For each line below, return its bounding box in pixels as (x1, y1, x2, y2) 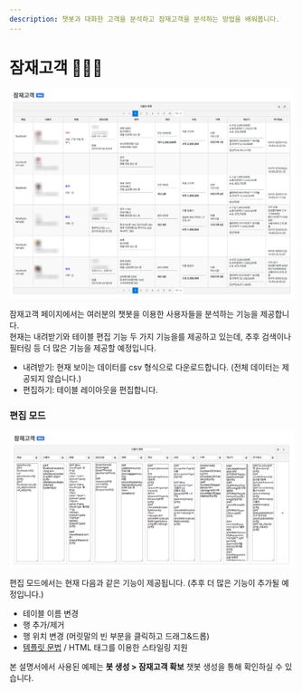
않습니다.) (46, 373, 82, 384)
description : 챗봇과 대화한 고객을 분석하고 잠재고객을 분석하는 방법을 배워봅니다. (9, 14, 280, 24)
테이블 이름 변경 (22, 608, 79, 620)
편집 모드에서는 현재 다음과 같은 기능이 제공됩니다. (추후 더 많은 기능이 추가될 (9, 578, 280, 589)
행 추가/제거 (22, 620, 65, 630)
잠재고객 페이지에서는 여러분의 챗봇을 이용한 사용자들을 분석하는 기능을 (9, 309, 259, 320)
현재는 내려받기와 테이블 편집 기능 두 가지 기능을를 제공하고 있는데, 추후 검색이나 (9, 332, 292, 342)
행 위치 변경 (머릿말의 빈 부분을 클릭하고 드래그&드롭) (22, 630, 210, 642)
